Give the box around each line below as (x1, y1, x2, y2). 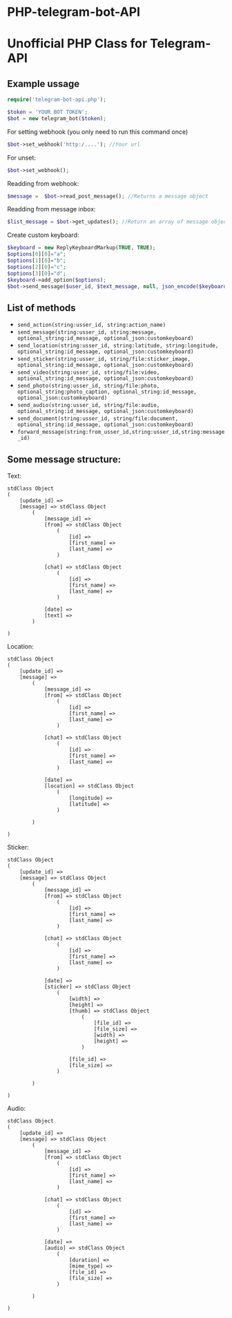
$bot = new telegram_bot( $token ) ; (7, 115, 107, 122)
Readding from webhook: (7, 179, 79, 187)
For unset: (7, 153, 37, 162)
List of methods (7, 302, 76, 314)
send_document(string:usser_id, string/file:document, (17, 415, 179, 422)
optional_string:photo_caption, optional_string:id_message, (17, 388, 197, 396)
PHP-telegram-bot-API (7, 4, 140, 20)
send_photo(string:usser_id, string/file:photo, (17, 383, 160, 390)
